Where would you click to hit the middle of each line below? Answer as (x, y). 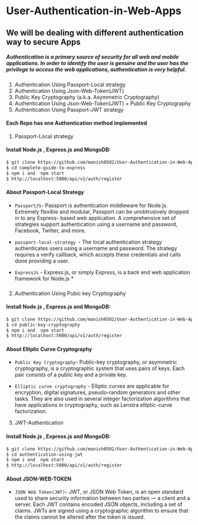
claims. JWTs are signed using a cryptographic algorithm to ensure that (101, 511)
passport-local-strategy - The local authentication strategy (88, 242)
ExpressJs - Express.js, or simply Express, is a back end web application (102, 272)
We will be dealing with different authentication (95, 33)
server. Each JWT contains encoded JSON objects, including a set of (98, 504)
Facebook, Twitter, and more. (50, 230)
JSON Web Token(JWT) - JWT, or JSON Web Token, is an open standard (99, 492)
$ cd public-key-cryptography (43, 325)
